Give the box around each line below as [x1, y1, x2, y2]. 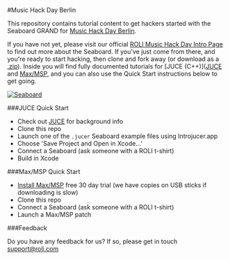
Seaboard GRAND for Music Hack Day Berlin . [7, 27, 137, 35]
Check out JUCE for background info [17, 117, 124, 125]
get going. [7, 77, 37, 85]
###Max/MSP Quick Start [7, 168, 81, 175]
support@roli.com [7, 245, 59, 252]
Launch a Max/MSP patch [17, 211, 92, 218]
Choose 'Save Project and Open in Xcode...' [17, 139, 142, 148]
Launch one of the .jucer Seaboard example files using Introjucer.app [17, 132, 218, 140]
